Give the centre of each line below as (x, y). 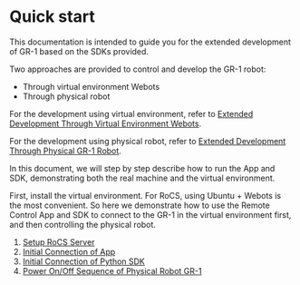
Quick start (52, 17)
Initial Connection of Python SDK (83, 261)
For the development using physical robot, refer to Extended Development (148, 141)
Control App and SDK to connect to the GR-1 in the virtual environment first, (150, 214)
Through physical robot (66, 96)
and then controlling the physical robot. (83, 224)
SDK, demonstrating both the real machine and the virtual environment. (142, 178)
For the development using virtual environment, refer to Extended (131, 113)
